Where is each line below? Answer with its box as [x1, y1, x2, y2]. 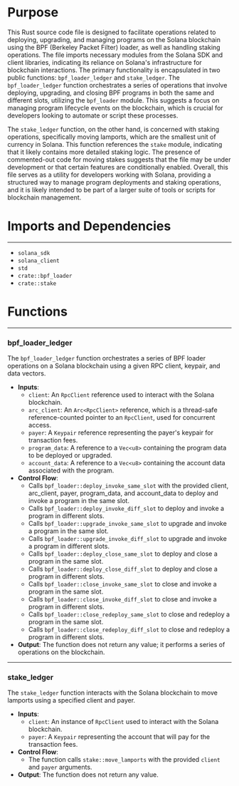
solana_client [17, 257, 60, 264]
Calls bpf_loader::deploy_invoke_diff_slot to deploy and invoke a [28, 504, 225, 513]
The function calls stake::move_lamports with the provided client [28, 755, 221, 764]
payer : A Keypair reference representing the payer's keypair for [28, 428, 213, 437]
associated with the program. [28, 466, 115, 475]
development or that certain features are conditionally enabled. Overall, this [7, 162, 229, 171]
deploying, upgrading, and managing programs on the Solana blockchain [7, 35, 221, 43]
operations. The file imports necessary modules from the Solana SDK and [7, 51, 223, 59]
